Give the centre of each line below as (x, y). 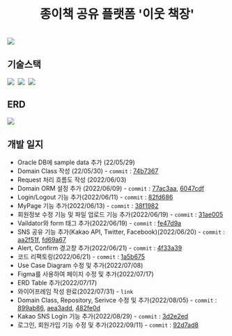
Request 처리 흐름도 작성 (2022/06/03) (72, 180)
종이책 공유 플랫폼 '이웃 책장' (117, 14)
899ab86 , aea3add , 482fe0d (59, 308)
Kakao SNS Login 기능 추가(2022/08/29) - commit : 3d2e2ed (103, 317)
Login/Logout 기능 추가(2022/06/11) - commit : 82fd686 (95, 197)
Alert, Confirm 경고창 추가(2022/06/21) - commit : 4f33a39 (100, 248)
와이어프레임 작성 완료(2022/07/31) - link (75, 291)
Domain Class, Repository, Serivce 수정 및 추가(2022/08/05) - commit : (117, 301)
